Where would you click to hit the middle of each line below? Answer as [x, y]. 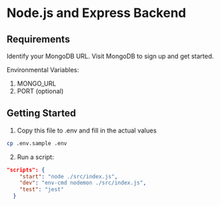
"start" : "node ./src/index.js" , [69, 176]
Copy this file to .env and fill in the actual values [87, 130]
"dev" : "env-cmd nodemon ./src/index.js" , [83, 183]
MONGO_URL [36, 84]
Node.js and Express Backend [96, 13]
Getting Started [41, 114]
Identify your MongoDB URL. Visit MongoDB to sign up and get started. [110, 56]
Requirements [38, 39]
